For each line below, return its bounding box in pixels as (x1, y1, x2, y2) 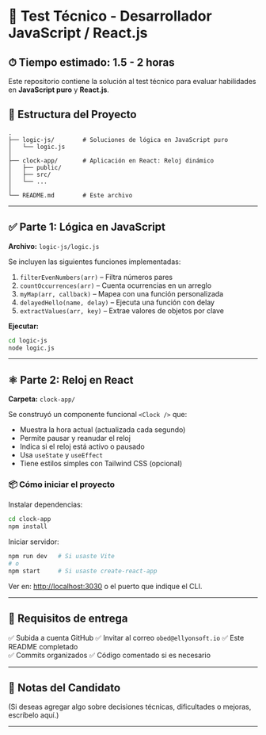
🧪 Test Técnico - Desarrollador (8, 7, 212, 25)
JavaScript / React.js (8, 24, 148, 42)
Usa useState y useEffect (19, 450, 103, 460)
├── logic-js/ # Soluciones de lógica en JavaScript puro (8, 136, 228, 144)
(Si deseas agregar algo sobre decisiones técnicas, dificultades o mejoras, (8, 702, 252, 712)
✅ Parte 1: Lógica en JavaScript (8, 220, 166, 234)
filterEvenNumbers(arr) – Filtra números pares (19, 272, 173, 281)
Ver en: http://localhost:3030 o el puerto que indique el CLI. (8, 581, 203, 591)
